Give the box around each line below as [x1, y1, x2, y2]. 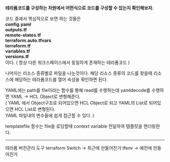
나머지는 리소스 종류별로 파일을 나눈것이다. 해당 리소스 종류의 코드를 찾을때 [5, 70, 153, 76]
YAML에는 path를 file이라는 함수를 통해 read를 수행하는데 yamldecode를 [5, 87, 151, 93]
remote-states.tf [5, 32, 41, 38]
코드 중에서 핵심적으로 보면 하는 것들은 [5, 16, 81, 22]
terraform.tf [5, 43, 31, 48]
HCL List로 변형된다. [14, 106, 56, 112]
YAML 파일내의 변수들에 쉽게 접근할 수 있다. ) [5, 113, 95, 118]
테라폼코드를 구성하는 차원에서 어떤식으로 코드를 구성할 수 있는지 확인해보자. [5, 5, 154, 11]
